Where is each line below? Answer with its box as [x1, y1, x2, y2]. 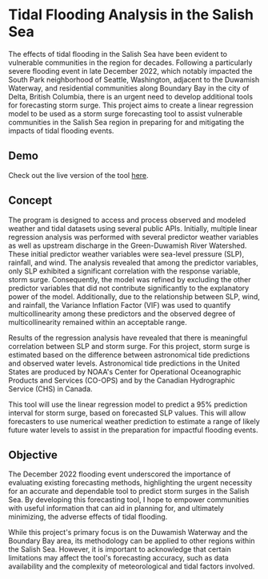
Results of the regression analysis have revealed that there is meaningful [8, 333, 248, 342]
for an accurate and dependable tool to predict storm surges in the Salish [8, 487, 250, 496]
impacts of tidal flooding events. [8, 126, 114, 136]
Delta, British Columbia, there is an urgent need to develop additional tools [8, 91, 254, 101]
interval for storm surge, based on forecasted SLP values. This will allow [8, 407, 246, 418]
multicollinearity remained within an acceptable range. [8, 317, 187, 326]
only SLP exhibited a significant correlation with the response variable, [8, 266, 241, 276]
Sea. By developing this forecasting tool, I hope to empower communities [8, 495, 250, 504]
